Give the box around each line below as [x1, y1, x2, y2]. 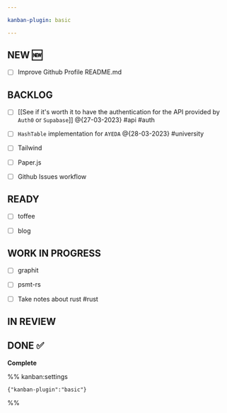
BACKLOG [7, 89, 53, 101]
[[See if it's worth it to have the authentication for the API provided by [17, 108, 221, 116]
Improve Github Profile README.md [17, 68, 122, 77]
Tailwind [17, 143, 42, 153]
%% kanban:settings [7, 372, 69, 380]
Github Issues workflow [17, 172, 87, 181]
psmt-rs [17, 280, 41, 289]
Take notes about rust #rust [17, 294, 99, 303]
